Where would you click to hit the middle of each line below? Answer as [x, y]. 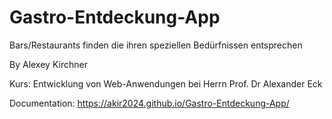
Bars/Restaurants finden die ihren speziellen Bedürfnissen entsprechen [156, 45]
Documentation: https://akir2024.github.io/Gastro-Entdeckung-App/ [149, 103]
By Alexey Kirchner [48, 64]
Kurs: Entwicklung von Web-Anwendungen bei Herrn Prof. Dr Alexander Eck [166, 83]
